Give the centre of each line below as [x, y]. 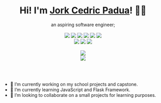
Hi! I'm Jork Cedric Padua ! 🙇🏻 [83, 11]
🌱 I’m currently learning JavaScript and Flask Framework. [70, 90]
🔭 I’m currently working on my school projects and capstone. [74, 84]
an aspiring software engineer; [83, 25]
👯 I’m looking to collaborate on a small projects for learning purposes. [83, 95]
